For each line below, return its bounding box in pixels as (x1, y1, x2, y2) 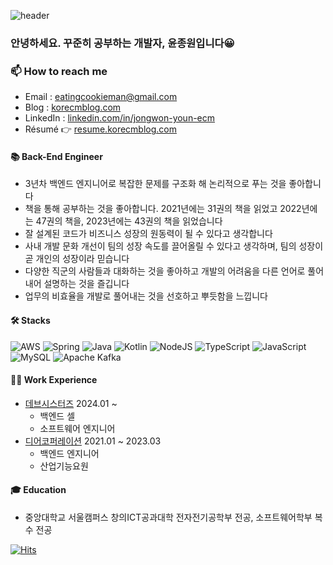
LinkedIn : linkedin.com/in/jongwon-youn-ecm (24, 112, 216, 124)
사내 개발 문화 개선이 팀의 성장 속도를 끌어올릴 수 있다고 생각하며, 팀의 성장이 (24, 240, 324, 252)
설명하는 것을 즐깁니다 (43, 278, 130, 290)
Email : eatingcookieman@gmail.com (24, 91, 178, 103)
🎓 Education (10, 484, 67, 496)
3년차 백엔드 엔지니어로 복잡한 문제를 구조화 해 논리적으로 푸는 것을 (24, 178, 287, 190)
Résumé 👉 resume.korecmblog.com (24, 123, 177, 135)
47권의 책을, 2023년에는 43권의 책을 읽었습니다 (35, 215, 223, 227)
